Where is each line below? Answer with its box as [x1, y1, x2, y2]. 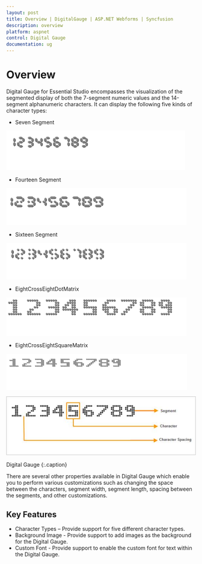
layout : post [6, 10, 39, 16]
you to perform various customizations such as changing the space [6, 479, 173, 487]
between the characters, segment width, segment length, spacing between [6, 485, 192, 493]
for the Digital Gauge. [14, 538, 68, 545]
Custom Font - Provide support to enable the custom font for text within [14, 544, 192, 552]
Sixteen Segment [14, 231, 58, 238]
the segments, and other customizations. [6, 492, 108, 499]
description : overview [6, 22, 63, 28]
